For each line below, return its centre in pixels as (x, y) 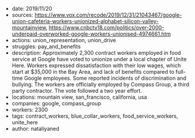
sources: (23, 15)
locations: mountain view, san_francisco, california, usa (79, 97)
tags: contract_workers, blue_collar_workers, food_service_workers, (95, 116)
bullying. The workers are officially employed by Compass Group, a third (100, 84)
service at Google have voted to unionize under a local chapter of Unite (99, 59)
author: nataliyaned (35, 128)
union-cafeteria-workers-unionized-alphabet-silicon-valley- (85, 21)
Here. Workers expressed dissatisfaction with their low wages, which (96, 65)
